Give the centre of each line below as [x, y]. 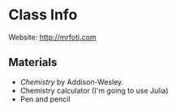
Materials [33, 62]
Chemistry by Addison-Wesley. [72, 81]
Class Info [43, 15]
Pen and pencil [45, 99]
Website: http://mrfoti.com [52, 37]
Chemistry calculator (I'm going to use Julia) [94, 90]
